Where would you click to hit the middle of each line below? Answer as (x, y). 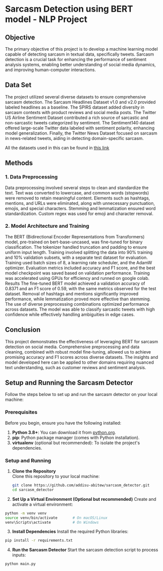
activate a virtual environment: (42, 504)
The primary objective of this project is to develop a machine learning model (81, 49)
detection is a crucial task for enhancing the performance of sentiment (76, 59)
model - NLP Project (46, 19)
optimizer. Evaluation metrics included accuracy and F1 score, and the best (80, 268)
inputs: (19, 555)
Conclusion (23, 330)
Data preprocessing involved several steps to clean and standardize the (77, 187)
